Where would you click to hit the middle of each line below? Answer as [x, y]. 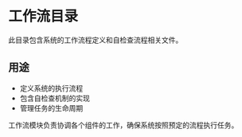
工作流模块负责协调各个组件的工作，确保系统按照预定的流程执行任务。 [123, 125]
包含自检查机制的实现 [55, 98]
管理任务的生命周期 [51, 108]
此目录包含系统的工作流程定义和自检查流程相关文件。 [96, 40]
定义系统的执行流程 [51, 88]
